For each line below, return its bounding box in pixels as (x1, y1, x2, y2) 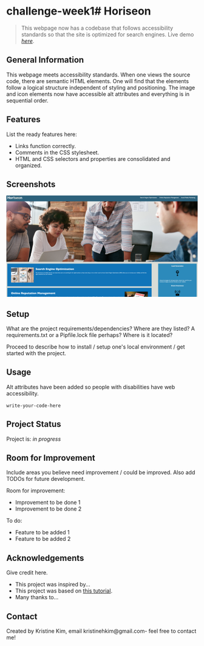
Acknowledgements (6, 552, 84, 563)
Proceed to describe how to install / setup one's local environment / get (6, 343, 185, 350)
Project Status (6, 419, 62, 429)
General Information (6, 55, 84, 65)
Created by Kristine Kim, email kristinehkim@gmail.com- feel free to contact (6, 627, 197, 635)
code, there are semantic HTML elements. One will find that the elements (6, 77, 189, 84)
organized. (15, 161, 42, 169)
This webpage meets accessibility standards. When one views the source (6, 71, 191, 78)
